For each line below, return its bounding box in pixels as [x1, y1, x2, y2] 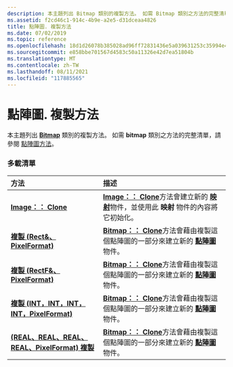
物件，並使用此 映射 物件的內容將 [110, 202, 218, 212]
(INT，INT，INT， [26, 298, 86, 308]
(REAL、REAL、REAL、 [10, 332, 88, 342]
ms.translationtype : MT [7, 56, 76, 62]
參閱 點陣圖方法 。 [7, 139, 58, 148]
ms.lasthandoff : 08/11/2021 [7, 68, 89, 75]
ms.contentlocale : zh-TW [7, 62, 79, 69]
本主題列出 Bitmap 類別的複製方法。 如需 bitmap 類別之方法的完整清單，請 [7, 131, 222, 139]
